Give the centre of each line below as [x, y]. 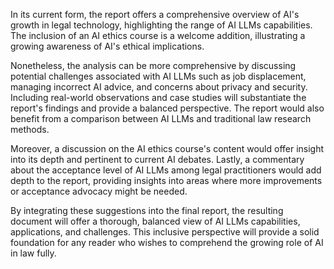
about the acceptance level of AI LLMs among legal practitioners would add [166, 170]
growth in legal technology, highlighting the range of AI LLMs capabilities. [161, 25]
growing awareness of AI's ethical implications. [107, 46]
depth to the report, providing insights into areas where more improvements [166, 180]
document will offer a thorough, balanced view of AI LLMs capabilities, [155, 221]
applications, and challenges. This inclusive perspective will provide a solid [165, 232]
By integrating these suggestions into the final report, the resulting [147, 210]
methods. [30, 129]
